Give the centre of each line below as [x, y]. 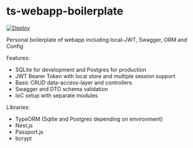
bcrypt [23, 138]
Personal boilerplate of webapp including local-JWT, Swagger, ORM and [97, 39]
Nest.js [24, 125]
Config [15, 46]
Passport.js [29, 132]
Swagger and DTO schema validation [61, 89]
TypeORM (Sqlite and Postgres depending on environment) [89, 119]
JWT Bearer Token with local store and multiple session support [95, 76]
